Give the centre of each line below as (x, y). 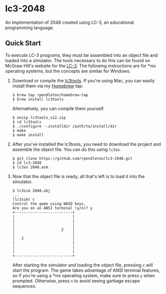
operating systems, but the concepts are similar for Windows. (68, 71)
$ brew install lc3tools (38, 99)
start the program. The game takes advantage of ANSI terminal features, (86, 270)
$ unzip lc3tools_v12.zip (39, 118)
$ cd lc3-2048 (27, 163)
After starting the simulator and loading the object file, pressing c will (83, 265)
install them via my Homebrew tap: (48, 86)
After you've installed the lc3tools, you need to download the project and (86, 144)
